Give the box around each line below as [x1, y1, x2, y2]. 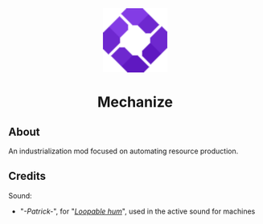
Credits [8, 169, 47, 183]
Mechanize [97, 93, 174, 112]
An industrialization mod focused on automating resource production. [8, 146, 239, 156]
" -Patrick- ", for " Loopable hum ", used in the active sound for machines [19, 206, 256, 216]
